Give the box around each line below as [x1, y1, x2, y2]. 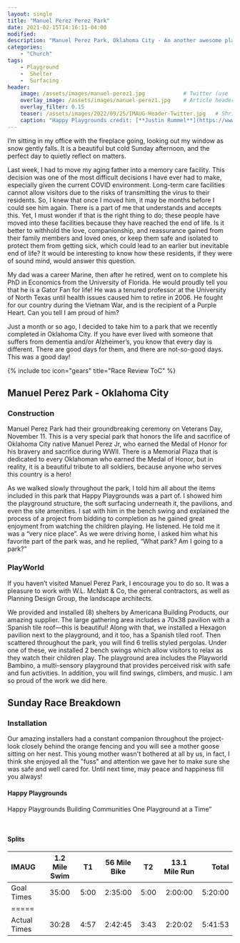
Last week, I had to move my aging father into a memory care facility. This [7, 165, 225, 174]
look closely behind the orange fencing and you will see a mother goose [7, 742, 220, 751]
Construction [7, 408, 55, 418]
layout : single [7, 10, 53, 18]
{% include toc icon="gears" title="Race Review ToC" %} [7, 366, 176, 375]
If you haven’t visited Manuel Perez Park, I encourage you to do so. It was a [7, 579, 229, 587]
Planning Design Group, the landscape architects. [7, 594, 154, 602]
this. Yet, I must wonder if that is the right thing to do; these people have [7, 211, 220, 219]
